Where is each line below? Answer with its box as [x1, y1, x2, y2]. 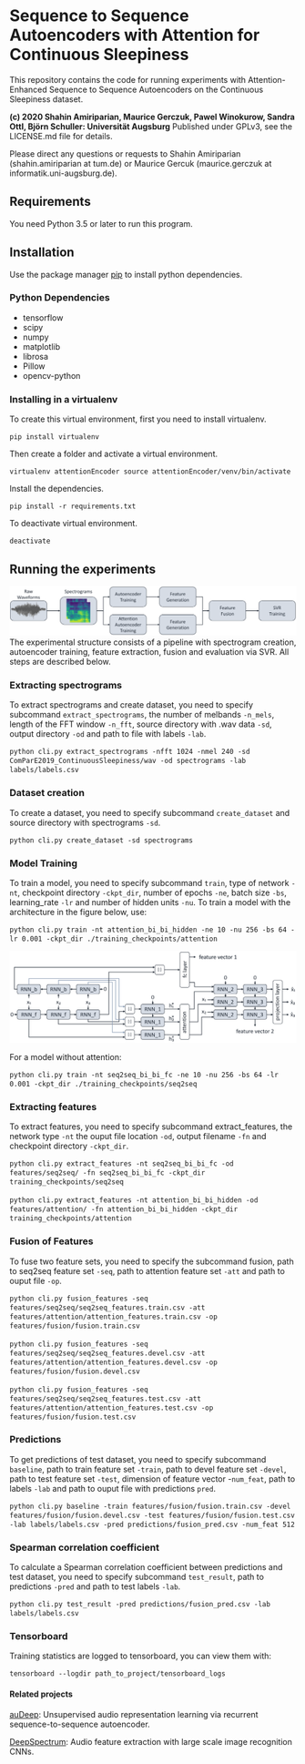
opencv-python [22, 370, 81, 381]
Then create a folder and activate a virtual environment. [9, 448, 219, 460]
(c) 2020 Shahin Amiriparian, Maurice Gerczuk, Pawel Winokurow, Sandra [9, 111, 296, 122]
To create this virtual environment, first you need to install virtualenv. [9, 413, 267, 424]
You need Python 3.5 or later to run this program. [9, 218, 193, 229]
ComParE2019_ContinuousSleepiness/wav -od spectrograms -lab [9, 757, 247, 766]
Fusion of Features [9, 1235, 94, 1248]
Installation [9, 245, 75, 260]
